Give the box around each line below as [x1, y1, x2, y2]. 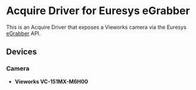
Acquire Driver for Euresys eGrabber [6, 4, 190, 18]
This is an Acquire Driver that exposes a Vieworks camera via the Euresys [6, 24, 187, 31]
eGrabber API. [6, 29, 41, 36]
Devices [6, 47, 37, 57]
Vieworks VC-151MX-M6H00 [14, 78, 88, 85]
